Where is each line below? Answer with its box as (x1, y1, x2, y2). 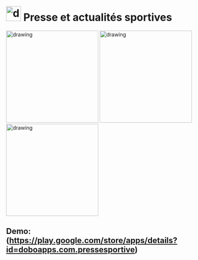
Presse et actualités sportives (23, 11, 173, 24)
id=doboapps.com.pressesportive (6, 245, 135, 255)
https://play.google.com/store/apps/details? (9, 236, 178, 246)
